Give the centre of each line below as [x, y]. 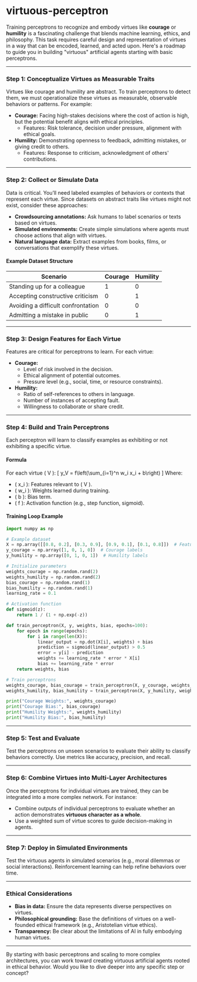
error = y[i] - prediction [70, 653]
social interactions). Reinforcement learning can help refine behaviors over [96, 866]
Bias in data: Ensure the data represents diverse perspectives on [93, 906]
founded [25, 925]
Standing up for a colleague [47, 286]
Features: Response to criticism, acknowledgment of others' [96, 153]
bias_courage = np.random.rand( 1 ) [48, 583]
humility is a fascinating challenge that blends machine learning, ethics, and [98, 33]
